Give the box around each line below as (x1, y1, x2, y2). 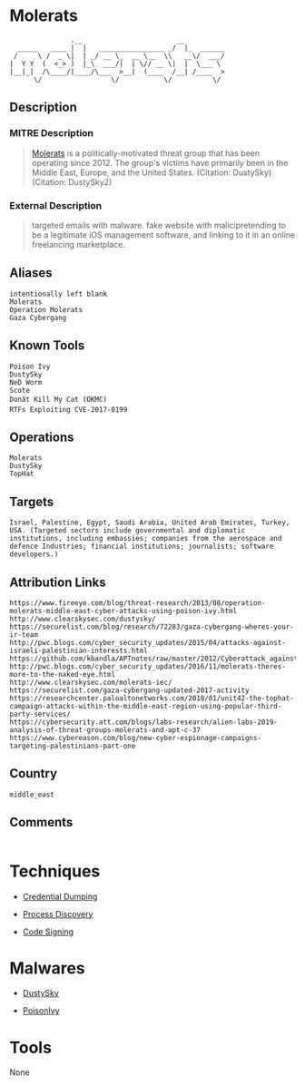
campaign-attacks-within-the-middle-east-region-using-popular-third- (9, 701, 282, 710)
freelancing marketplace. (31, 239, 125, 249)
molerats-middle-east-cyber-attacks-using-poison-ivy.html (9, 606, 238, 615)
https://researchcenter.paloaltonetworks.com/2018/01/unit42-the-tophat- (9, 693, 295, 703)
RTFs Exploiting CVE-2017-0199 (9, 405, 128, 414)
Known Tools (9, 337, 85, 354)
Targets (9, 494, 54, 509)
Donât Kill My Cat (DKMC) (9, 395, 107, 404)
